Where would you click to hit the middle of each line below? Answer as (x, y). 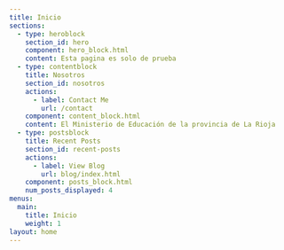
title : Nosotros (55, 75)
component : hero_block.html (77, 51)
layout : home (33, 231)
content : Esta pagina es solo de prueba (101, 59)
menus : (21, 199)
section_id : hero (57, 42)
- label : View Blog (68, 166)
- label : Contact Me (71, 100)
